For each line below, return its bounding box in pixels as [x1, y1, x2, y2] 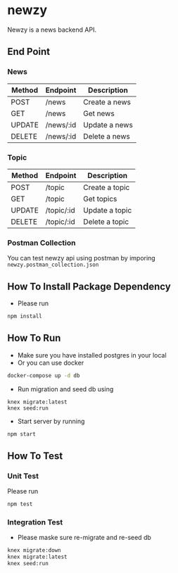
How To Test [7, 450, 63, 462]
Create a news [83, 97, 132, 107]
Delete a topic [83, 217, 129, 227]
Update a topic [83, 205, 132, 215]
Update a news [83, 120, 134, 130]
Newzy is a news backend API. [7, 25, 97, 34]
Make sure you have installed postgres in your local [17, 351, 167, 359]
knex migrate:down [7, 547, 61, 554]
